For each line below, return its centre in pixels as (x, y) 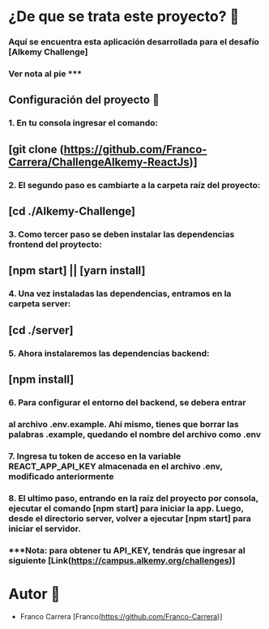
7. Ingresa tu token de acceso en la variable (95, 456)
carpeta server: (40, 304)
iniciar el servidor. (45, 528)
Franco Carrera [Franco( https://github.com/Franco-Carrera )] (121, 616)
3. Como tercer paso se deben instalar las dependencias (122, 234)
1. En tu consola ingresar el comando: (83, 123)
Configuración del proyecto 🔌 (84, 100)
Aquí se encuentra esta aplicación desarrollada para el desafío (134, 42)
